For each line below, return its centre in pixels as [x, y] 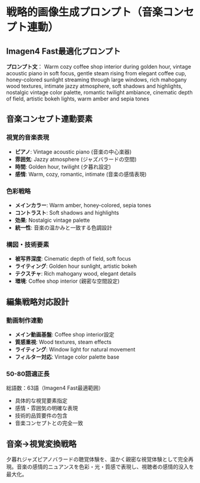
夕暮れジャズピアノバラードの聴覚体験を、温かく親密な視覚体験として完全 [97, 459]
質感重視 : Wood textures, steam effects [63, 342]
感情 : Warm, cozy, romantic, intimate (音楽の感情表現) [81, 174]
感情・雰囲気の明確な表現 [46, 408]
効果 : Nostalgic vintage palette [52, 220]
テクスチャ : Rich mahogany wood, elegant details [75, 274]
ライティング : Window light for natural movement [75, 349]
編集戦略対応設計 [38, 302]
